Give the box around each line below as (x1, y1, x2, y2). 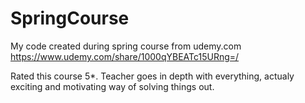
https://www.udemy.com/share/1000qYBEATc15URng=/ (10, 50, 240, 62)
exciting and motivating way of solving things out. (10, 80, 215, 92)
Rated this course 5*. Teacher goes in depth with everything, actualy (10, 70, 295, 82)
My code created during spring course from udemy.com (10, 40, 242, 52)
